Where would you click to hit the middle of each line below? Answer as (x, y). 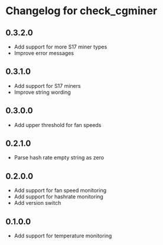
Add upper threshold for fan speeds (58, 125)
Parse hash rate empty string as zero (59, 158)
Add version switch (38, 203)
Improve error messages (44, 53)
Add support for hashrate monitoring (59, 197)
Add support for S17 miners (47, 86)
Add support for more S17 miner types (61, 47)
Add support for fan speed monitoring (60, 191)
